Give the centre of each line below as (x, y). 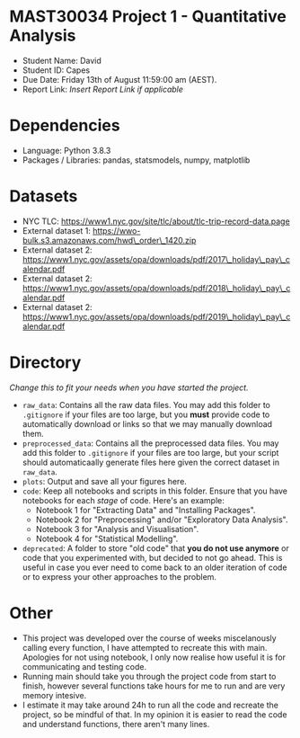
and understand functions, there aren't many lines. (116, 724)
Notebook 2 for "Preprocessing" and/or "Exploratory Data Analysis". (162, 520)
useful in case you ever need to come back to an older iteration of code (154, 567)
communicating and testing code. (84, 666)
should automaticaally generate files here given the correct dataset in (151, 462)
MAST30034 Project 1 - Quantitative (148, 17)
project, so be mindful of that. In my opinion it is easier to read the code (154, 714)
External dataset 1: (57, 230)
